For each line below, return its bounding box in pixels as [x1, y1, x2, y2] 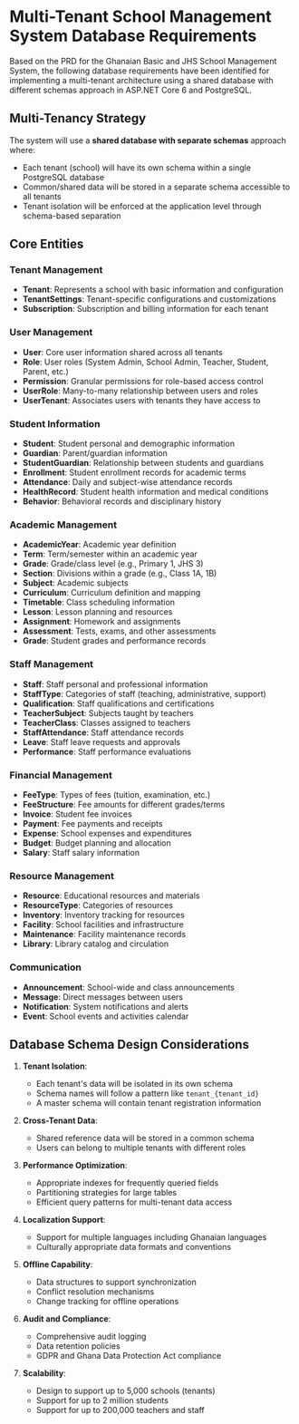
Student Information [9, 417, 101, 430]
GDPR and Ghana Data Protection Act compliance [35, 1351, 222, 1361]
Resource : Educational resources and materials [22, 890, 200, 901]
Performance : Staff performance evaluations [22, 746, 192, 757]
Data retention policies [35, 1341, 121, 1351]
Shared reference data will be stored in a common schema [35, 1133, 256, 1144]
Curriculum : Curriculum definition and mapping [22, 587, 201, 598]
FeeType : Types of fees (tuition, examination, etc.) [22, 789, 211, 799]
